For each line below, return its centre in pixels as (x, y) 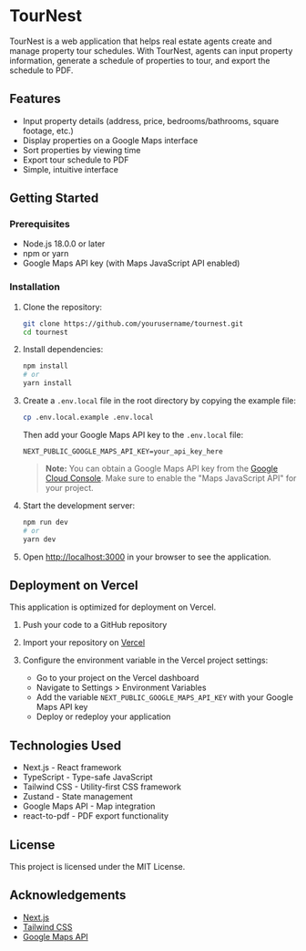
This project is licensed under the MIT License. (97, 867)
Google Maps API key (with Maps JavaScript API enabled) (131, 263)
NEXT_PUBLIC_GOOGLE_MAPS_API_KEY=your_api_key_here (122, 451)
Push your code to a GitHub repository (95, 625)
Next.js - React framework (72, 768)
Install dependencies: (63, 350)
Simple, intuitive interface (70, 169)
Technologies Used (65, 745)
